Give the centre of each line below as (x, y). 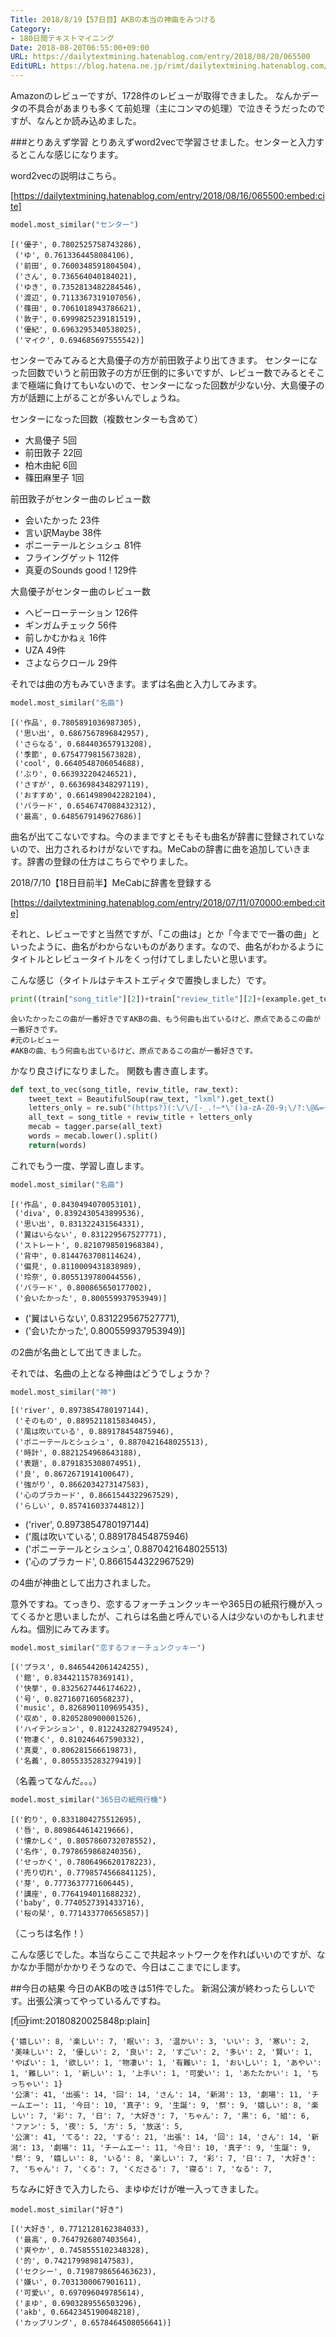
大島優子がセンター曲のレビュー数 (80, 591)
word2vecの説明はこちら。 (66, 175)
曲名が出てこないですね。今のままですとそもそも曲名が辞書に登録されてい (163, 836)
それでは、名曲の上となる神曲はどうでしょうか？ (111, 1373)
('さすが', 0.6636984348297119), (82, 784)
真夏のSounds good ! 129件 (81, 570)
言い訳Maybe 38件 (63, 532)
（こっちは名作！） (50, 1933)
